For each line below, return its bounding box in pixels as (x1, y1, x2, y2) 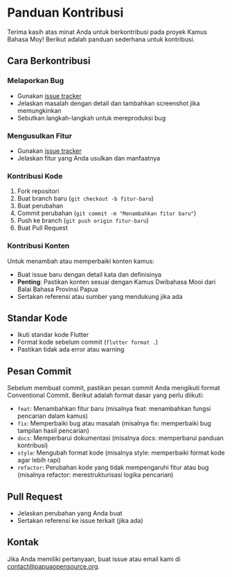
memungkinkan (17, 106, 62, 115)
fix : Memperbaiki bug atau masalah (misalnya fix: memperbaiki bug (17, 419, 211, 428)
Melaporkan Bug (7, 76, 64, 86)
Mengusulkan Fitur (7, 131, 73, 140)
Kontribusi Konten (7, 241, 70, 250)
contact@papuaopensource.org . (7, 562, 100, 570)
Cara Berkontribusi (7, 55, 91, 67)
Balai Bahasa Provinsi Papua (17, 285, 98, 293)
